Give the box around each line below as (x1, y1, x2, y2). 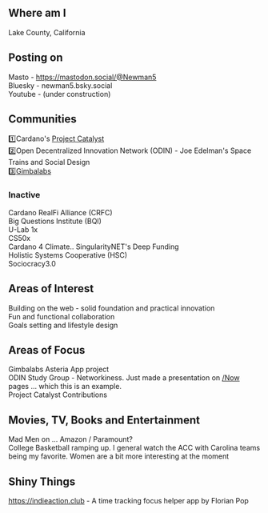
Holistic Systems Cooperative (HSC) (8, 250, 128, 259)
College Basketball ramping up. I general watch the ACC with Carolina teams (8, 443, 261, 453)
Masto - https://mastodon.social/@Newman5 (8, 72, 157, 82)
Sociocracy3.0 (8, 259, 56, 268)
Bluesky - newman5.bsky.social (8, 80, 113, 90)
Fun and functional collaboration (8, 311, 115, 321)
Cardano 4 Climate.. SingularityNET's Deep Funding (8, 242, 179, 251)
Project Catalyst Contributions (8, 390, 108, 399)
